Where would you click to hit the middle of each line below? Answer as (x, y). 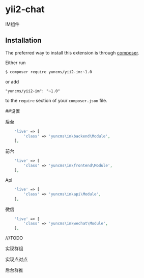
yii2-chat (25, 9)
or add (12, 81)
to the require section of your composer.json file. (56, 100)
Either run (16, 63)
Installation (23, 40)
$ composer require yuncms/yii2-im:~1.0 (49, 72)
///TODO (14, 238)
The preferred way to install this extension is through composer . (72, 52)
